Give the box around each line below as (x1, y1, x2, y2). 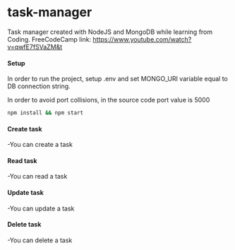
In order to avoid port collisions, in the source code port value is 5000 (7, 96, 210, 105)
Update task (7, 189, 44, 197)
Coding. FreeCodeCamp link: (7, 35, 92, 43)
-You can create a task (7, 141, 73, 149)
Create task (7, 124, 42, 133)
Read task (7, 156, 37, 165)
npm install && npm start (7, 109, 83, 117)
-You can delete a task (7, 236, 73, 244)
